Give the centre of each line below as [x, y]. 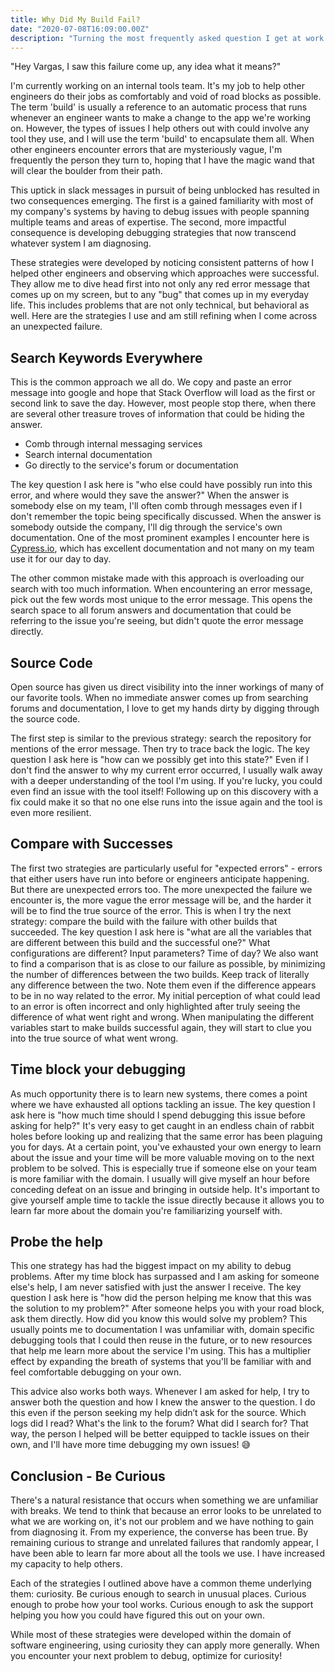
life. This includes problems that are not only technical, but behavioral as [160, 305]
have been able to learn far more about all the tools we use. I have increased [168, 1553]
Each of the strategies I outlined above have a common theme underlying [161, 1583]
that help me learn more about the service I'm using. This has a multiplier [161, 1351]
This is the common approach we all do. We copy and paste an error [151, 382]
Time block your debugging [98, 1069]
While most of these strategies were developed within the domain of [151, 1635]
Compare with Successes [91, 844]
